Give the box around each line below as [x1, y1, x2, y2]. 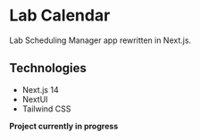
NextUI [21, 94, 48, 104]
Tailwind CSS [21, 103, 71, 114]
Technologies [9, 61, 87, 76]
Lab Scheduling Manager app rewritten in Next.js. [9, 35, 192, 45]
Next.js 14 [21, 84, 60, 95]
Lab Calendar [9, 5, 111, 26]
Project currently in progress [9, 120, 119, 131]
